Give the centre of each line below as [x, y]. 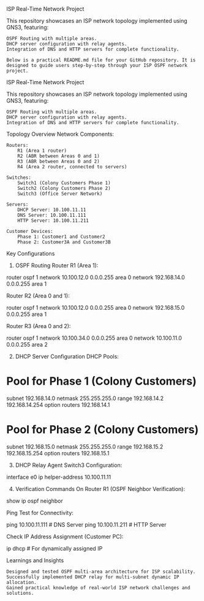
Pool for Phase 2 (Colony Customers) [103, 430]
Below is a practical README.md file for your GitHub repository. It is [101, 60]
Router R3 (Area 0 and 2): [39, 326]
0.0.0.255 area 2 [27, 344]
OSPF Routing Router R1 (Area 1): [57, 265]
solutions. [20, 593]
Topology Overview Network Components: [60, 134]
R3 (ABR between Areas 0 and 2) [59, 162]
